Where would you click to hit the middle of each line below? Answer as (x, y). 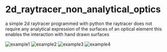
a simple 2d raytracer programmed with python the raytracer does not (79, 23)
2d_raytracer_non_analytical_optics (83, 9)
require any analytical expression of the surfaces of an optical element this (83, 29)
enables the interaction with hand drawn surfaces (57, 34)
